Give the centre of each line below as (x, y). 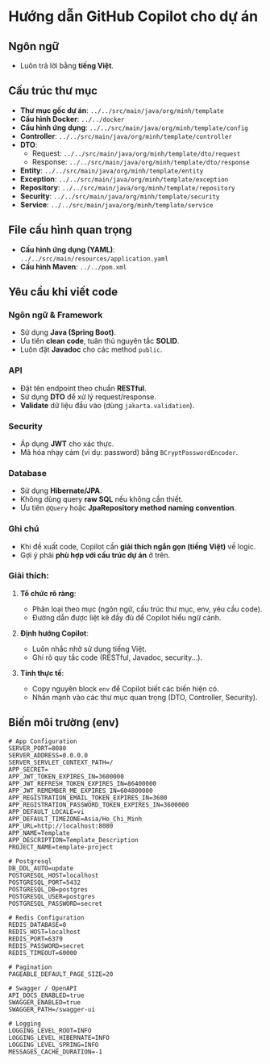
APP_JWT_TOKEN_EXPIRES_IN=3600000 (66, 776)
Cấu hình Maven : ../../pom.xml (73, 266)
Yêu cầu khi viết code (63, 292)
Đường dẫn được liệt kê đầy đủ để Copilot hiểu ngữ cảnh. (127, 617)
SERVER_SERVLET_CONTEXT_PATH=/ (61, 762)
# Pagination (30, 967)
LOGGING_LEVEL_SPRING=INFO (54, 1045)
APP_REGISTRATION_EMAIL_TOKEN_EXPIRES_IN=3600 (88, 798)
